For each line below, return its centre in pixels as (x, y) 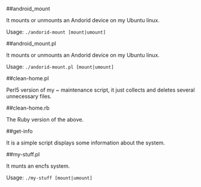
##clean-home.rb (28, 108)
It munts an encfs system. (38, 166)
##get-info (19, 131)
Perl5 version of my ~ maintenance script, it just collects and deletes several (100, 90)
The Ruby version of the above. (45, 120)
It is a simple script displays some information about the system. (85, 143)
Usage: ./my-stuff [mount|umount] (49, 177)
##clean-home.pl (28, 78)
